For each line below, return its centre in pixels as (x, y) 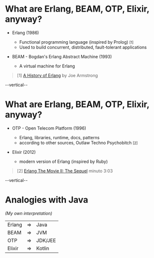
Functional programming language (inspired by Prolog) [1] (77, 42)
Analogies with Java (47, 200)
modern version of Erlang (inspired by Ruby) (63, 161)
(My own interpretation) (29, 213)
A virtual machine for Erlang (47, 66)
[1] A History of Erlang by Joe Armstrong (57, 75)
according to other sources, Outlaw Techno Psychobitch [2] (78, 143)
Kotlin (43, 248)
